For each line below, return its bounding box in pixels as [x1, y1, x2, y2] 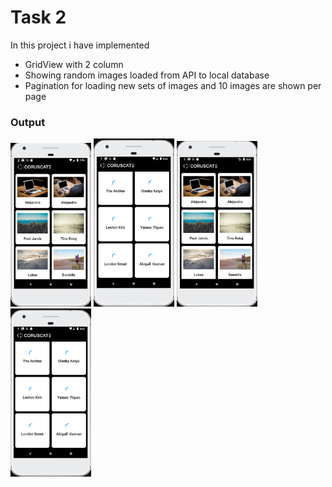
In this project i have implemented [10, 39, 150, 51]
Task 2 [10, 6, 67, 29]
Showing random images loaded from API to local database [24, 69, 270, 81]
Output [10, 115, 46, 129]
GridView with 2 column [24, 58, 124, 70]
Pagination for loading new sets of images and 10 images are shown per [24, 79, 322, 91]
